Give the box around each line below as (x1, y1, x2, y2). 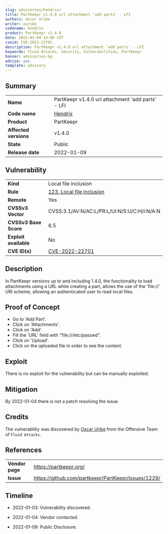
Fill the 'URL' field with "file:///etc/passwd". (12, 332, 101, 338)
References (5, 446, 42, 454)
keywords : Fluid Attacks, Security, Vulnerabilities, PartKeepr (5, 49, 142, 54)
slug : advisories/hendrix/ (5, 7, 61, 12)
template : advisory (5, 63, 46, 68)
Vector (7, 210, 24, 217)
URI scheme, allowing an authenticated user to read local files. (5, 288, 134, 294)
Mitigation (5, 385, 38, 393)
